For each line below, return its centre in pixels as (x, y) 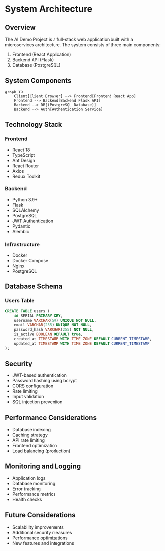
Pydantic (21, 226)
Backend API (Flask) (33, 60)
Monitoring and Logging (43, 466)
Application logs (29, 478)
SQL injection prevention (37, 402)
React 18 (21, 150)
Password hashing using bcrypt (45, 381)
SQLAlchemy (26, 210)
